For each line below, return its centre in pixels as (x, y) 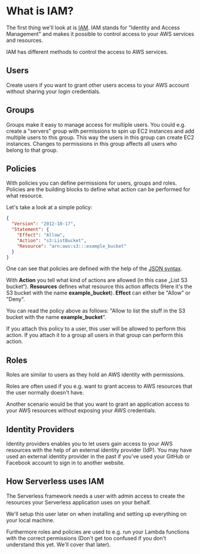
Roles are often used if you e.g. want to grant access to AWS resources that (99, 386)
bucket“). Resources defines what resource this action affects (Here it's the (99, 287)
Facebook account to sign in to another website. (66, 463)
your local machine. (30, 520)
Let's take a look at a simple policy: (49, 207)
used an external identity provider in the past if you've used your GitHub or (98, 456)
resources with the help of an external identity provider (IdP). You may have (99, 450)
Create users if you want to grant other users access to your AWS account (98, 85)
